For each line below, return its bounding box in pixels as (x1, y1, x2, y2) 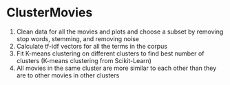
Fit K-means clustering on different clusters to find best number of (16, 49, 205, 58)
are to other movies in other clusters (16, 71, 120, 80)
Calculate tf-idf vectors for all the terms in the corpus (16, 42, 168, 50)
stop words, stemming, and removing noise (16, 34, 139, 42)
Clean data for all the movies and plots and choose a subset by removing (16, 27, 224, 36)
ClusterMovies (6, 5, 93, 21)
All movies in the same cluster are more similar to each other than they (16, 64, 217, 72)
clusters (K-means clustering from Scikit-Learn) (16, 56, 152, 64)
